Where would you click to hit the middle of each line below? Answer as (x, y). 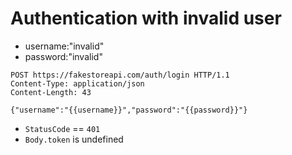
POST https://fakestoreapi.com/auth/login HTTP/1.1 (120, 75)
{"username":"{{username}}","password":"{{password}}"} (129, 110)
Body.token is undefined (74, 139)
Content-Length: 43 (51, 92)
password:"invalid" (63, 56)
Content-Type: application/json (77, 83)
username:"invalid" (64, 46)
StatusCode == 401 (62, 128)
